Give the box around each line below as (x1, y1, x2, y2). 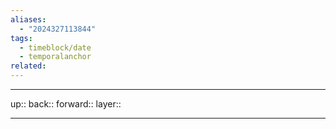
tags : (10, 33, 33, 43)
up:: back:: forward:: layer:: (10, 98, 122, 110)
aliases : (10, 14, 47, 25)
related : (10, 61, 47, 71)
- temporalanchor (19, 52, 92, 62)
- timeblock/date (19, 42, 92, 53)
